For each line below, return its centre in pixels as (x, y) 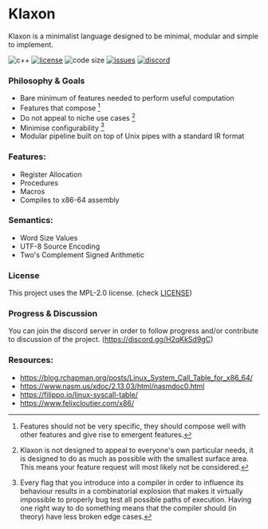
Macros (32, 191)
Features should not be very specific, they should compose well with (132, 426)
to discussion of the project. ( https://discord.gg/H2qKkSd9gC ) (111, 340)
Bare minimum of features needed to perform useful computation (127, 98)
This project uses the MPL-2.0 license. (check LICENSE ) (100, 293)
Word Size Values (49, 237)
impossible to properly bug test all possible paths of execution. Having (136, 499)
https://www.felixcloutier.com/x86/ (77, 403)
